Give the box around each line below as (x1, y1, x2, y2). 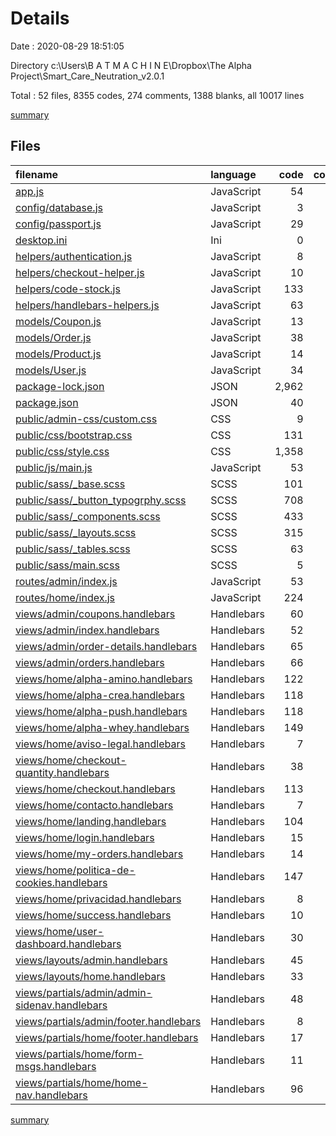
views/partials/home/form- (15, 1047, 144, 1061)
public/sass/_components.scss (15, 509, 161, 523)
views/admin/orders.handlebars (15, 655, 165, 669)
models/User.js (15, 363, 87, 377)
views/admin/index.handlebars (15, 623, 160, 637)
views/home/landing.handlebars (15, 814, 167, 828)
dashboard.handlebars (15, 937, 122, 951)
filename (15, 167, 59, 181)
